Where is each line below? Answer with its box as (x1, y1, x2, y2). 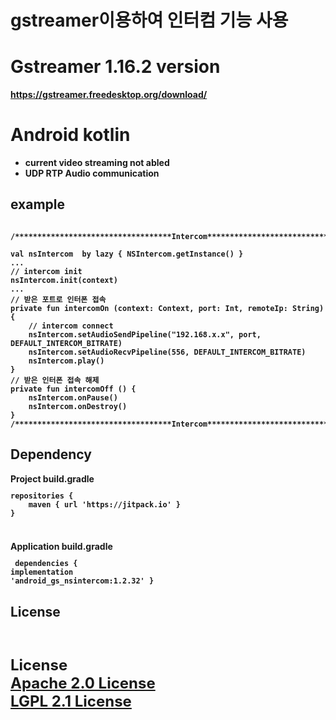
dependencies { (14, 559, 78, 569)
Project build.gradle (10, 472, 95, 485)
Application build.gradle (10, 541, 113, 553)
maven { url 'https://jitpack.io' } (28, 499, 182, 510)
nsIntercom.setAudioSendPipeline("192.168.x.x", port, (28, 329, 262, 340)
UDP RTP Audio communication (24, 167, 160, 180)
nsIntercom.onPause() (28, 392, 118, 403)
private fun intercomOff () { (10, 384, 137, 394)
